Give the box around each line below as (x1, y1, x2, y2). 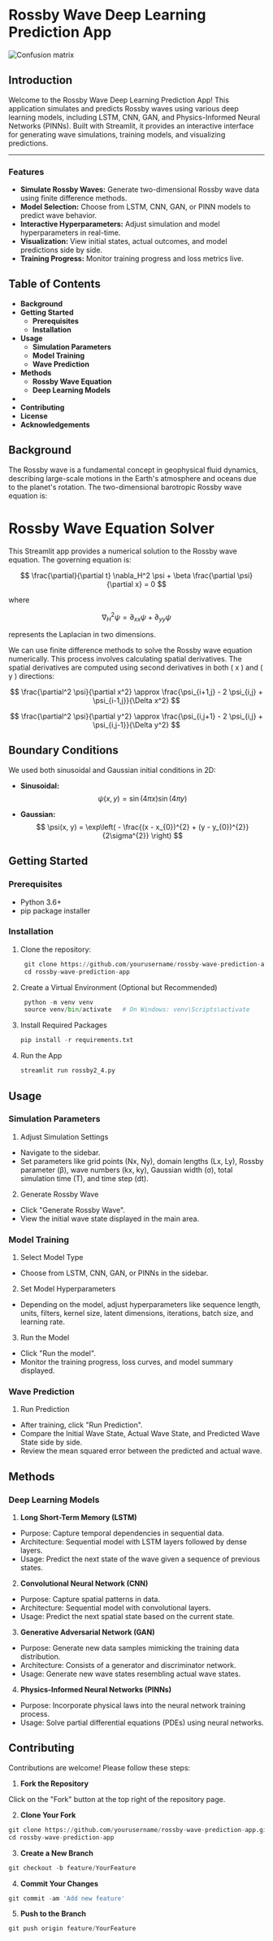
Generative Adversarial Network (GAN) (19, 1627, 155, 1637)
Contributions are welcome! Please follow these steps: (8, 1762, 191, 1773)
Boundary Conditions (8, 744, 119, 758)
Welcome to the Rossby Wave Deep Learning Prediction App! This (8, 95, 230, 105)
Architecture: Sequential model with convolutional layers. (19, 1603, 211, 1613)
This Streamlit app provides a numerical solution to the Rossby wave (8, 546, 237, 556)
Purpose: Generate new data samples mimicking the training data (19, 1644, 240, 1653)
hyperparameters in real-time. (19, 228, 121, 237)
